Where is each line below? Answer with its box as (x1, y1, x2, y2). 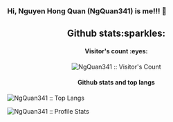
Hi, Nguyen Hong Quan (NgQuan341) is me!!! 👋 (7, 6, 167, 16)
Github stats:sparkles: (66, 28, 166, 40)
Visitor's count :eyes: (84, 46, 148, 55)
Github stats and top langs (77, 78, 156, 87)
